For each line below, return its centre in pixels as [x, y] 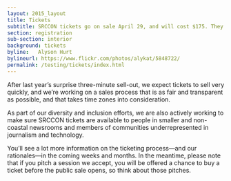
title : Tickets [29, 20]
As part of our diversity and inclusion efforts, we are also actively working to [115, 113]
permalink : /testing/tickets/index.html [66, 65]
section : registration [40, 33]
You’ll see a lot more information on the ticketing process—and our [102, 148]
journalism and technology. [46, 135]
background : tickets [37, 46]
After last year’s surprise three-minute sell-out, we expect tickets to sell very [116, 84]
